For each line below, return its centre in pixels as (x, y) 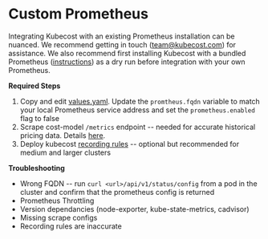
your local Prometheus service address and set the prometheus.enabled (137, 110)
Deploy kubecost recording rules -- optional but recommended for (129, 144)
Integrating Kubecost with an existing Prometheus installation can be (122, 36)
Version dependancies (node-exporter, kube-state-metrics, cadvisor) (135, 209)
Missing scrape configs (59, 217)
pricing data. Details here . (63, 135)
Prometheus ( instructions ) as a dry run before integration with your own (127, 62)
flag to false (40, 118)
